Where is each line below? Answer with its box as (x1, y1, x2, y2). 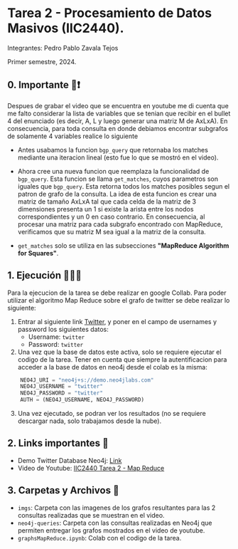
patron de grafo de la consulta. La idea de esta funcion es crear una (17, 189, 217, 198)
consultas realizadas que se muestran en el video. (17, 511, 165, 519)
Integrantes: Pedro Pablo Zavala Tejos (7, 43, 119, 52)
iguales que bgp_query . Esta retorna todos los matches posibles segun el (17, 182, 229, 190)
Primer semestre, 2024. (7, 57, 77, 66)
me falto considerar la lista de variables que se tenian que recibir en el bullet (7, 109, 231, 117)
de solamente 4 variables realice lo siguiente (7, 132, 139, 140)
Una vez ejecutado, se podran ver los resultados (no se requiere (17, 409, 206, 418)
